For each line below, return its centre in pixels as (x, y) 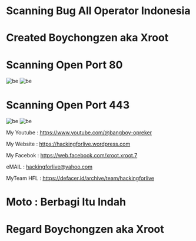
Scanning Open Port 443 (68, 105)
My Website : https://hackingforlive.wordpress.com (68, 144)
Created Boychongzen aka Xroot (87, 38)
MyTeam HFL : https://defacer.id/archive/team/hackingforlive (80, 179)
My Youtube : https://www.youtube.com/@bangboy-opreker (79, 133)
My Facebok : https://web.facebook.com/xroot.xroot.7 (72, 156)
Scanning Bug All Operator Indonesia (98, 11)
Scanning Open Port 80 (64, 65)
